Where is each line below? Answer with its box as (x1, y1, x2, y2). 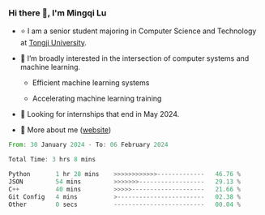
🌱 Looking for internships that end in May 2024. (19, 110, 180, 119)
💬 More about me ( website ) (19, 125, 112, 135)
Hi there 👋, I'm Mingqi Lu (8, 7, 107, 19)
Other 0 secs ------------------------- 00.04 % (8, 200, 241, 209)
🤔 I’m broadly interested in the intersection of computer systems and (19, 54, 250, 63)
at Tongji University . (19, 38, 88, 48)
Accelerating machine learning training (32, 93, 162, 104)
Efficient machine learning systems (32, 78, 150, 88)
